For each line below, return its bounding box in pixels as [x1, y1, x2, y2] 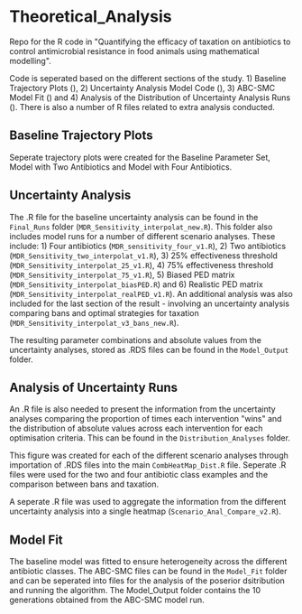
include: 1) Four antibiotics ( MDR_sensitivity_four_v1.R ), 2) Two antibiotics [9, 240, 287, 251]
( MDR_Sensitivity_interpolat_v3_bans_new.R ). [9, 317, 179, 328]
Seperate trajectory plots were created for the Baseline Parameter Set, [9, 152, 270, 163]
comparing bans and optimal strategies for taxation [9, 307, 200, 318]
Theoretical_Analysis [9, 6, 172, 27]
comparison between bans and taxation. [9, 479, 160, 489]
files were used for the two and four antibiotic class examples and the [9, 470, 269, 480]
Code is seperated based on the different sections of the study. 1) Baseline [9, 72, 287, 83]
